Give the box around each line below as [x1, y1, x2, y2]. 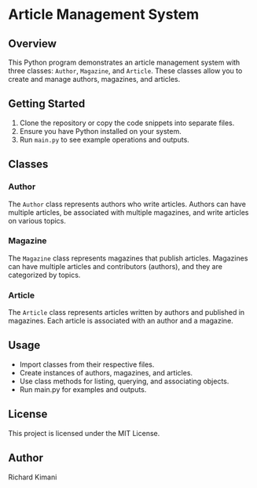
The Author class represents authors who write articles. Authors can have [8, 199, 246, 209]
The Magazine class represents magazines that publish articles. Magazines [8, 253, 248, 263]
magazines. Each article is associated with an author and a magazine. [8, 316, 233, 326]
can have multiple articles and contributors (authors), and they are [8, 261, 222, 271]
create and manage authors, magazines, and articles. [8, 75, 181, 83]
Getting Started [8, 97, 86, 111]
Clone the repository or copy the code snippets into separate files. [19, 118, 235, 128]
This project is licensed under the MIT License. [8, 428, 160, 438]
